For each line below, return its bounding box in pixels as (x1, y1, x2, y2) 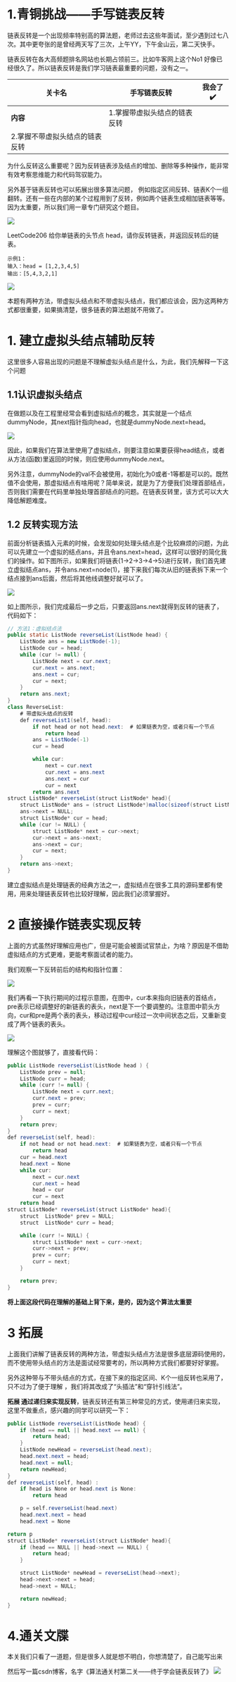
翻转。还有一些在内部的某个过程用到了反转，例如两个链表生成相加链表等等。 (7, 194, 229, 202)
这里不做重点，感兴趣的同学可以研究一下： (7, 1406, 131, 1414)
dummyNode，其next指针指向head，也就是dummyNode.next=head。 (7, 417, 210, 426)
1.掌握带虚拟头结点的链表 (108, 107, 193, 117)
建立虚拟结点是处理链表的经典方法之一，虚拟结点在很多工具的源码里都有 (7, 880, 216, 889)
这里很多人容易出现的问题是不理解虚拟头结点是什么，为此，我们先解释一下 (7, 357, 223, 366)
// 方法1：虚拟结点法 (7, 625, 62, 632)
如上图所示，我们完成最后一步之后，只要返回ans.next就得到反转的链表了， (7, 602, 223, 610)
